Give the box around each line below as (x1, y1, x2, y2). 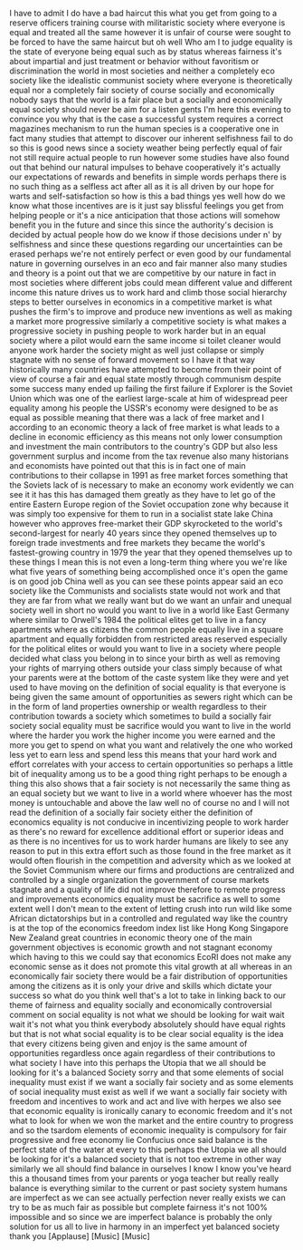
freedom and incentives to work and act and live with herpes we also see (9, 1096, 282, 1107)
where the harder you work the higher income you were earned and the (9, 730, 276, 741)
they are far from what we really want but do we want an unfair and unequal (9, 596, 292, 606)
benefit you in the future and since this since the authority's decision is (9, 219, 274, 230)
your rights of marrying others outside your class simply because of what (9, 663, 283, 673)
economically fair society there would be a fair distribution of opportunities (9, 971, 288, 982)
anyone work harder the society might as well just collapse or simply (9, 344, 265, 355)
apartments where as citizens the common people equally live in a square (9, 625, 284, 635)
